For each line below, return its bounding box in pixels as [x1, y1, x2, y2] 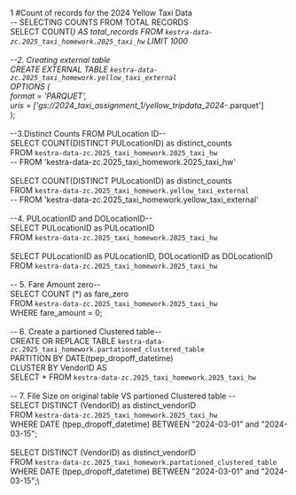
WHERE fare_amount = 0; [10, 308, 103, 318]
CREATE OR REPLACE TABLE [10, 336, 116, 346]
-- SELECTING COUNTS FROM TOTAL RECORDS [10, 17, 189, 27]
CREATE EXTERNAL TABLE [10, 64, 109, 75]
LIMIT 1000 [146, 35, 189, 46]
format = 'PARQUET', [10, 90, 87, 101]
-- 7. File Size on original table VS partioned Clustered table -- [10, 390, 236, 401]
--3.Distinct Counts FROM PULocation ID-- [10, 129, 167, 138]
